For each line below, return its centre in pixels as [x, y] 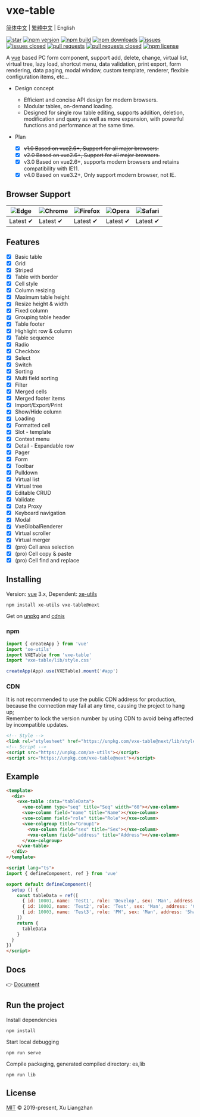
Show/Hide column [38, 412]
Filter [21, 385]
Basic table [29, 256]
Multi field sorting [36, 378]
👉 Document [23, 984]
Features [23, 242]
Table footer [30, 324]
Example [23, 777]
